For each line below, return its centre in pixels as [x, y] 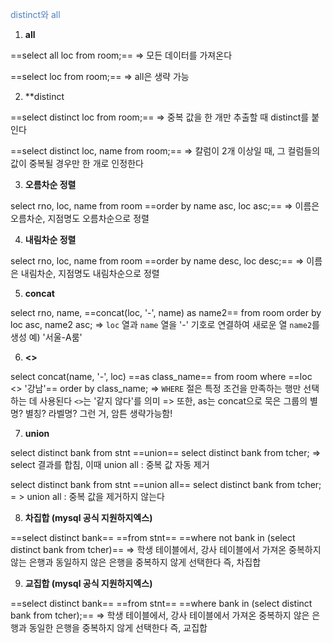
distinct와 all [35, 14]
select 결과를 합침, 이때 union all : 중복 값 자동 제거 [110, 464]
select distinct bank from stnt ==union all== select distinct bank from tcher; [166, 484]
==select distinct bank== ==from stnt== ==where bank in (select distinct [161, 603]
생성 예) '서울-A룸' [46, 337]
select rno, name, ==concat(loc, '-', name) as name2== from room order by [166, 312]
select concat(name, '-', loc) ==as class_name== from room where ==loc [161, 376]
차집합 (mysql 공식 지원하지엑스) [88, 517]
